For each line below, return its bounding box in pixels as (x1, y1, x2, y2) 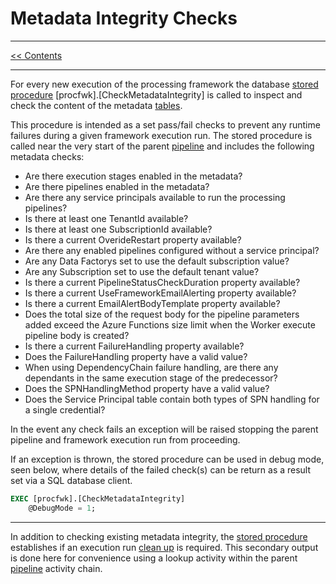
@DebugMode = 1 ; (28, 503, 97, 513)
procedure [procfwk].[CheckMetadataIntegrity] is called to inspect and (10, 88, 303, 101)
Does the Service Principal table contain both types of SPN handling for (24, 393, 320, 405)
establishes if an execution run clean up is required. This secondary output (10, 541, 319, 553)
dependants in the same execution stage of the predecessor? (24, 372, 278, 384)
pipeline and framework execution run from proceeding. (10, 433, 241, 446)
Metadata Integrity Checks (10, 7, 238, 30)
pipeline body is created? (24, 329, 130, 341)
